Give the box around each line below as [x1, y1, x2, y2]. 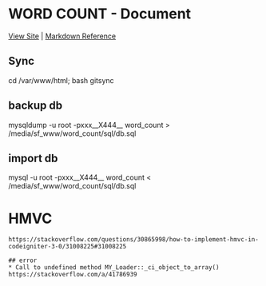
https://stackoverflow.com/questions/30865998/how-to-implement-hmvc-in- [8, 236, 260, 244]
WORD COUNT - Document [8, 5, 192, 23]
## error [8, 256, 38, 264]
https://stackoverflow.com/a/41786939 [8, 271, 137, 279]
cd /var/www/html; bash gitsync [8, 75, 114, 85]
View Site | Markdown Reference [8, 31, 117, 41]
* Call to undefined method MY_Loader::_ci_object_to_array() [8, 264, 220, 272]
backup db [8, 99, 62, 113]
